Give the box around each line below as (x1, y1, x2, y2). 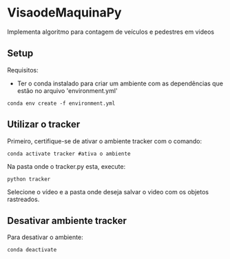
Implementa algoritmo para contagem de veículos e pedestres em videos (7, 28, 215, 36)
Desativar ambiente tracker (7, 215, 127, 227)
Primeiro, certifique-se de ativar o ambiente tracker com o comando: (7, 136, 202, 145)
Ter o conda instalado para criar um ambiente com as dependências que (17, 79, 224, 87)
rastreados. (7, 195, 40, 203)
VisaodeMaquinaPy (7, 5, 122, 21)
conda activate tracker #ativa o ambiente (7, 150, 131, 157)
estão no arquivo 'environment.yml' (17, 86, 118, 94)
